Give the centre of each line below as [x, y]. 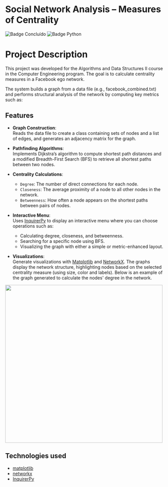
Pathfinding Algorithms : [38, 148]
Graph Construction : [34, 128]
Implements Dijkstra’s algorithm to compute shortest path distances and [87, 154]
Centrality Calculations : [38, 174]
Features [19, 115]
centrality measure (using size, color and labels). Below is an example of [88, 272]
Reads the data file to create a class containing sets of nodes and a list [86, 133]
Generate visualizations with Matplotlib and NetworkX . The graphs [81, 262]
